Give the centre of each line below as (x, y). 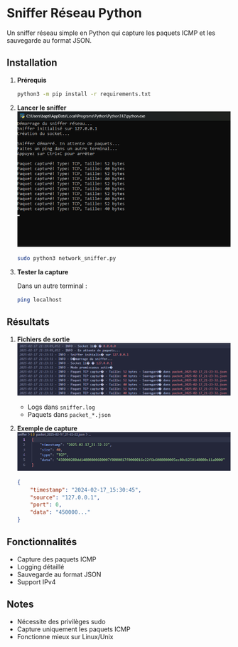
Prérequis (32, 80)
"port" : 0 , (46, 505)
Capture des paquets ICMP (56, 559)
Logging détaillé (40, 566)
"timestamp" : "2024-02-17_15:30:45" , (86, 490)
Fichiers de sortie (43, 339)
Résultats (28, 322)
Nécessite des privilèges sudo (61, 621)
